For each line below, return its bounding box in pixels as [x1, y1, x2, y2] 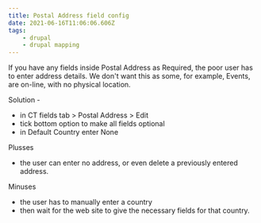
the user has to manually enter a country [19, 198, 153, 207]
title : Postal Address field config [8, 11, 129, 20]
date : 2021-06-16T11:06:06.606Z [8, 19, 115, 27]
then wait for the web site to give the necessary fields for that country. [19, 206, 250, 215]
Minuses [8, 182, 36, 191]
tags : [8, 26, 26, 34]
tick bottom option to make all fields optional [19, 119, 165, 129]
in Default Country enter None [19, 128, 119, 137]
